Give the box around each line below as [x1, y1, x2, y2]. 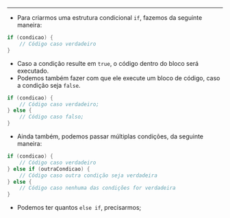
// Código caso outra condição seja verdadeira [19, 172, 157, 179]
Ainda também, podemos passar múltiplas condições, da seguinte [16, 132, 204, 141]
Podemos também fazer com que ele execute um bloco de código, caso [16, 73, 220, 82]
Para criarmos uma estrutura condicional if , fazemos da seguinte [16, 14, 203, 21]
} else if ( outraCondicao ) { [7, 165, 90, 172]
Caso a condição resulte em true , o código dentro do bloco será [16, 59, 199, 67]
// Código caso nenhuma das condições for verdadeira [19, 184, 176, 192]
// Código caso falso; [19, 114, 84, 121]
